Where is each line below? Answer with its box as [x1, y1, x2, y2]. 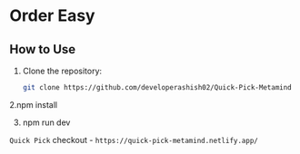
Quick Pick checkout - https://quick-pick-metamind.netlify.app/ [9, 134, 259, 145]
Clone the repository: [22, 65, 103, 76]
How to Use [9, 42, 76, 57]
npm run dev [22, 117, 71, 128]
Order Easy [9, 5, 95, 26]
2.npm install [9, 99, 57, 110]
